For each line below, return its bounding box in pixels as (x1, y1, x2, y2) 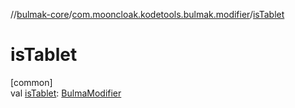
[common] (10, 76, 53, 88)
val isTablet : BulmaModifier (10, 87, 122, 99)
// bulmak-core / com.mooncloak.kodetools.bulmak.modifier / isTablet (10, 9, 285, 20)
